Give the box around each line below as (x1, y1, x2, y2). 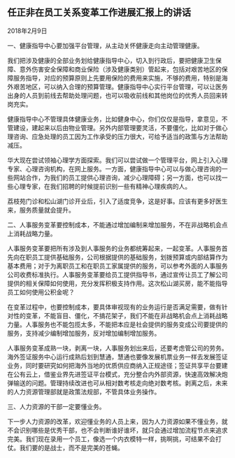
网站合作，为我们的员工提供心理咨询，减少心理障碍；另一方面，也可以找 (13, 173, 222, 182)
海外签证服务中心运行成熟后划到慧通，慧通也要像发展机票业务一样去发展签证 (7, 352, 228, 361)
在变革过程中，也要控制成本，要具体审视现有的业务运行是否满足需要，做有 (7, 303, 222, 311)
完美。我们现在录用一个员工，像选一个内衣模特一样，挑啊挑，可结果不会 (7, 434, 215, 443)
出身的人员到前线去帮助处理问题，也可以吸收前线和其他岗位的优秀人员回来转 (7, 91, 228, 99)
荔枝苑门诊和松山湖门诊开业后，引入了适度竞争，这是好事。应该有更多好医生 (7, 196, 228, 205)
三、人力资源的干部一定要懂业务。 (7, 402, 106, 410)
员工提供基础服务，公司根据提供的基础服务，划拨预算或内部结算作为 (31, 252, 228, 261)
